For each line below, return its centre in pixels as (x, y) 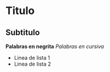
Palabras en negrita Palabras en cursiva (55, 46)
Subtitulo (23, 32)
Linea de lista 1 (32, 58)
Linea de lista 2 (32, 64)
